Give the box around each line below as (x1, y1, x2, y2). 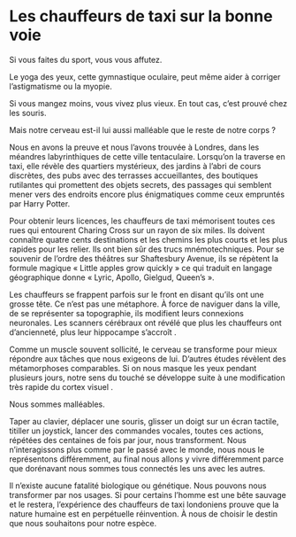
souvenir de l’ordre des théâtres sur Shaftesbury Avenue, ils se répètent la (9, 253, 279, 263)
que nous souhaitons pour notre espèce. (9, 518, 157, 528)
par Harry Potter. (9, 198, 71, 209)
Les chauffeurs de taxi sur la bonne (9, 6, 273, 27)
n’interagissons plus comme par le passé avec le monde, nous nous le (9, 444, 265, 455)
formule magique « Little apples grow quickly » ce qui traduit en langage (9, 262, 272, 273)
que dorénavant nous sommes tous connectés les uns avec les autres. (9, 463, 266, 473)
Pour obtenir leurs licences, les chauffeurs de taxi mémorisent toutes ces (9, 215, 276, 226)
